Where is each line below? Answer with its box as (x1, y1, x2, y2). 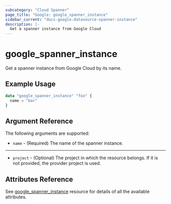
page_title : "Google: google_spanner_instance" (5, 12, 108, 17)
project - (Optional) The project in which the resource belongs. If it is (12, 155, 158, 161)
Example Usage (5, 80, 56, 89)
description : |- (5, 21, 40, 27)
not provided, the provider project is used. (12, 160, 101, 166)
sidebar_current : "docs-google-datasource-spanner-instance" (5, 17, 138, 22)
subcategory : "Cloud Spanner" (5, 7, 70, 13)
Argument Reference (5, 116, 73, 125)
